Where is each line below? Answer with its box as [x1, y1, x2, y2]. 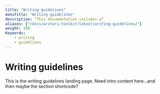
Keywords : [5, 30, 26, 35]
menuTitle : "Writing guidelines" [5, 12, 75, 17]
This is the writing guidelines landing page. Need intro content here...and [5, 78, 155, 84]
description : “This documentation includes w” [5, 16, 104, 21]
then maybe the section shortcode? [5, 83, 78, 89]
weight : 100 [5, 26, 30, 31]
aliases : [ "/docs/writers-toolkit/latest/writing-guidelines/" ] [5, 21, 142, 26]
